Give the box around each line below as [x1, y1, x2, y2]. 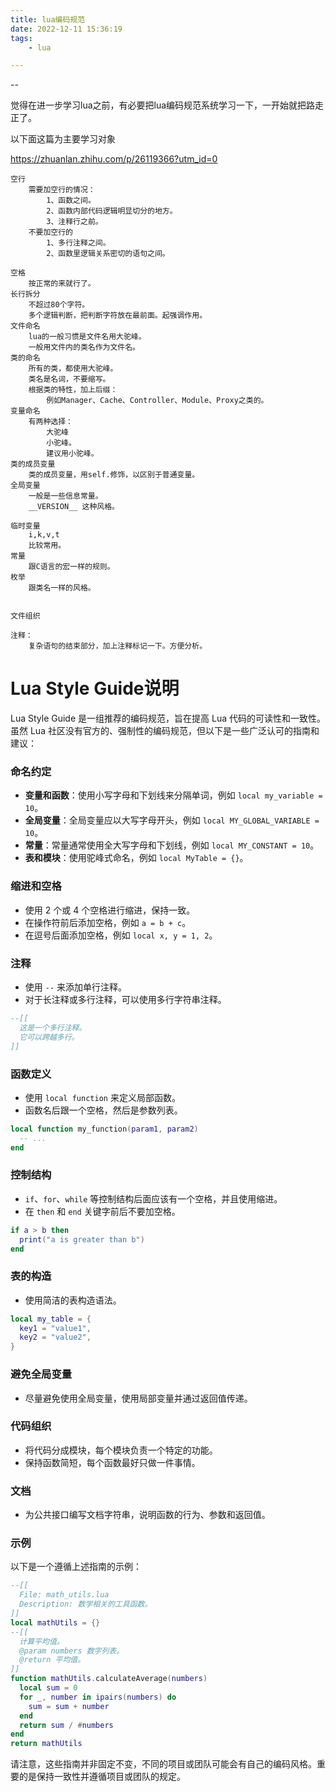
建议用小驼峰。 [46, 449, 99, 459]
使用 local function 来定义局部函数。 [24, 1091, 181, 1103]
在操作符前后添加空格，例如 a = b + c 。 [24, 916, 192, 928]
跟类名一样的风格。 [28, 583, 96, 593]
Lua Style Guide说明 [10, 677, 180, 700]
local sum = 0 [19, 1683, 78, 1693]
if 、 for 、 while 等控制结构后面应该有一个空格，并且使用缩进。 [24, 1192, 283, 1205]
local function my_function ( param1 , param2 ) [10, 1124, 199, 1134]
